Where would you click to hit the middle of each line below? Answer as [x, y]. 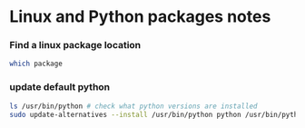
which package [36, 64]
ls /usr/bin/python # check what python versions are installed [133, 106]
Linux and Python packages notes [140, 17]
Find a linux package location [75, 45]
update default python [60, 87]
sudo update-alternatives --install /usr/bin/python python [126, 114]
